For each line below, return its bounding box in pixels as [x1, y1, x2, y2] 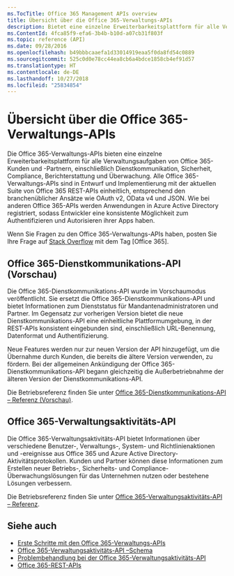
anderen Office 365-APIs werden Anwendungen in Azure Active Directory [7, 202, 219, 210]
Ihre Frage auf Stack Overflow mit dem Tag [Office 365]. [7, 237, 169, 246]
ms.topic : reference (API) [7, 36, 86, 43]
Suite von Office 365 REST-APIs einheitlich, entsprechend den [7, 186, 186, 195]
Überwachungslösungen [7, 471, 78, 480]
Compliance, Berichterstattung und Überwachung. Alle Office [7, 172, 183, 180]
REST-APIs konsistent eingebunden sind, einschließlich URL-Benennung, [7, 324, 216, 332]
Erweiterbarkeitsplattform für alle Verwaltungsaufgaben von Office [7, 157, 198, 165]
